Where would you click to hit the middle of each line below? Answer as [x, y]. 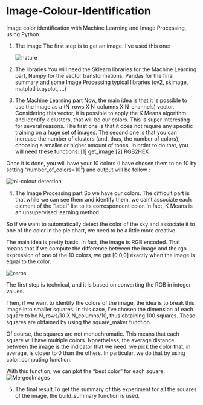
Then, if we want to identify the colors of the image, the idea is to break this [100, 302]
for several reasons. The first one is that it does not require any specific [104, 126]
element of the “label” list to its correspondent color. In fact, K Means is [104, 206]
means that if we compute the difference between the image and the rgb [97, 248]
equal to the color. [29, 261]
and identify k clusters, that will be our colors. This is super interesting [102, 120]
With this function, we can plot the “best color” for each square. [85, 371]
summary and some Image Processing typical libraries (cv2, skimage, [101, 82]
